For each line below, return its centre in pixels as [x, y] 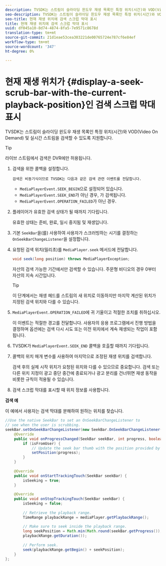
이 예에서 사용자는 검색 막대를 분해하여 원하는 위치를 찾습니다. [64, 411]
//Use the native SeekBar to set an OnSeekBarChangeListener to [73, 421]
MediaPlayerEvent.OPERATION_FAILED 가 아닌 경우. [68, 201]
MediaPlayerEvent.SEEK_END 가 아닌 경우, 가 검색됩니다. [73, 195]
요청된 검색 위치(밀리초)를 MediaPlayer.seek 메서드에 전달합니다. [75, 250]
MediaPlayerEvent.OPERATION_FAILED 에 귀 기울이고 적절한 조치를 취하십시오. [86, 312]
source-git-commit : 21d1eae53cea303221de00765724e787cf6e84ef [70, 38]
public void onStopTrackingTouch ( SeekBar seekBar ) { [69, 499]
